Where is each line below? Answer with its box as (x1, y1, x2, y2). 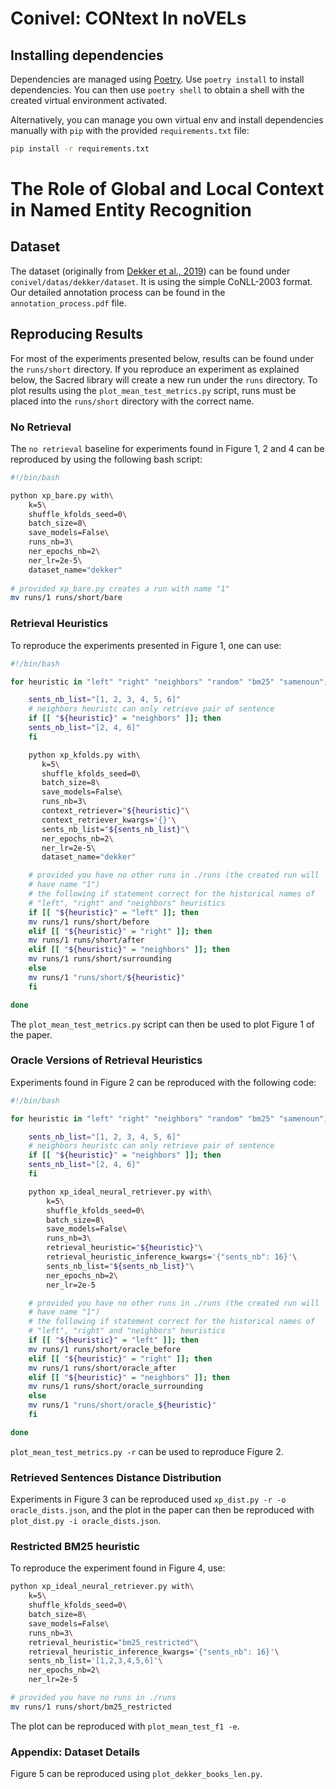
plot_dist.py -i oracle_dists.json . (10, 1515, 162, 1527)
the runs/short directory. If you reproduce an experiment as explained (10, 363, 300, 375)
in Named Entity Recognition (10, 199, 252, 222)
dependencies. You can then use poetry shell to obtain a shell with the (10, 84, 305, 96)
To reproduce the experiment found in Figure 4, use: (10, 1562, 226, 1574)
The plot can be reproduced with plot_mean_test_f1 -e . (10, 1720, 240, 1732)
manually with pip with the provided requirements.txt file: (10, 125, 250, 136)
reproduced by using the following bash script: (10, 453, 203, 465)
